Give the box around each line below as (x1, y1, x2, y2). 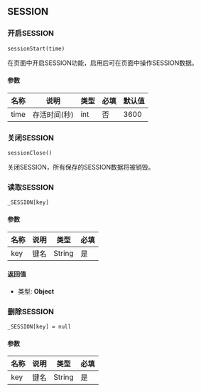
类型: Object (17, 287, 55, 295)
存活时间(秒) (32, 110, 74, 120)
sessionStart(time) (7, 45, 65, 52)
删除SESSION (7, 306, 55, 316)
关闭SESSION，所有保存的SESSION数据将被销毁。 (7, 163, 155, 172)
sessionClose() (7, 150, 53, 157)
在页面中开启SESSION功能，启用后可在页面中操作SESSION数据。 (7, 58, 198, 67)
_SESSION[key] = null (7, 324, 72, 331)
